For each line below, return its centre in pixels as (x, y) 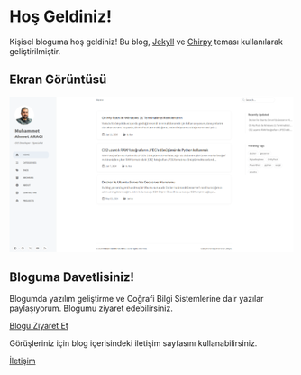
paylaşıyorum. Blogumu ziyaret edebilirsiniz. (91, 308)
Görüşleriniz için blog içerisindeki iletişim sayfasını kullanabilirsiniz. (133, 343)
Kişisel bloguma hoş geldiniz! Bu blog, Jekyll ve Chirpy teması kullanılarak (146, 42)
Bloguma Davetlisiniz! (72, 277)
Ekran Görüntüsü (58, 80)
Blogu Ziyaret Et (39, 326)
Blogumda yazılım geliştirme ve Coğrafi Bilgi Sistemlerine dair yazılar (137, 299)
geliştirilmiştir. (35, 51)
